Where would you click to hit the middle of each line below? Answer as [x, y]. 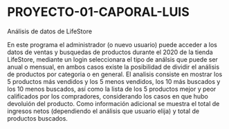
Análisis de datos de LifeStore [49, 31]
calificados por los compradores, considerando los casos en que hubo [108, 96]
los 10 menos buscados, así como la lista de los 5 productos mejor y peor [112, 89]
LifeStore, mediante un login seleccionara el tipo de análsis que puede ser [112, 59]
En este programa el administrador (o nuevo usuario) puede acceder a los [112, 44]
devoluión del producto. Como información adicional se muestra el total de [113, 103]
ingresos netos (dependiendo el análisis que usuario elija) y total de [103, 111]
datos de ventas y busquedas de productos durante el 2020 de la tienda [110, 52]
